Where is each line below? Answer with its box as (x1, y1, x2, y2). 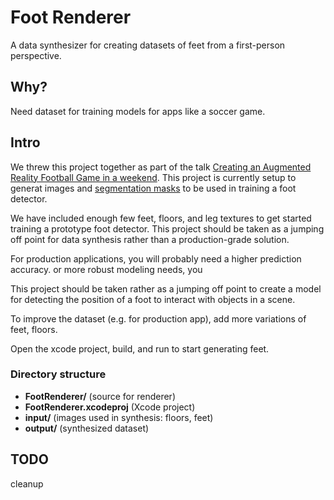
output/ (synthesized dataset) (24, 422, 150, 434)
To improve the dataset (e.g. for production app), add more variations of (10, 312, 307, 325)
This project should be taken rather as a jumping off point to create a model (10, 282, 322, 295)
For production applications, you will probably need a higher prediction (10, 252, 302, 265)
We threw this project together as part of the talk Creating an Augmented (10, 161, 312, 173)
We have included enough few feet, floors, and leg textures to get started (10, 212, 312, 224)
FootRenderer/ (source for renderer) (24, 390, 176, 402)
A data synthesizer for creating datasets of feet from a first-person (10, 39, 286, 51)
